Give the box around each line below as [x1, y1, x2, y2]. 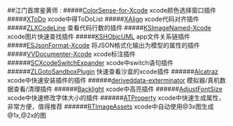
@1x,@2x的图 [7, 111, 47, 119]
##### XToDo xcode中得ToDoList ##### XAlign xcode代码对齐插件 [7, 15, 199, 23]
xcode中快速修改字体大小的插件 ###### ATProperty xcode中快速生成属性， [7, 94, 225, 101]
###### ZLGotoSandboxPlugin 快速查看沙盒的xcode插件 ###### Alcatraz [7, 67, 219, 76]
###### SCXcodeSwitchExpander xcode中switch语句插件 [7, 59, 174, 66]
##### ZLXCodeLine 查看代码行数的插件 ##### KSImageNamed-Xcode [7, 24, 211, 31]
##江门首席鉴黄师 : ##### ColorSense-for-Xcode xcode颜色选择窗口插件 [7, 6, 217, 14]
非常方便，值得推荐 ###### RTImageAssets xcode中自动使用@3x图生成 [7, 102, 215, 111]
